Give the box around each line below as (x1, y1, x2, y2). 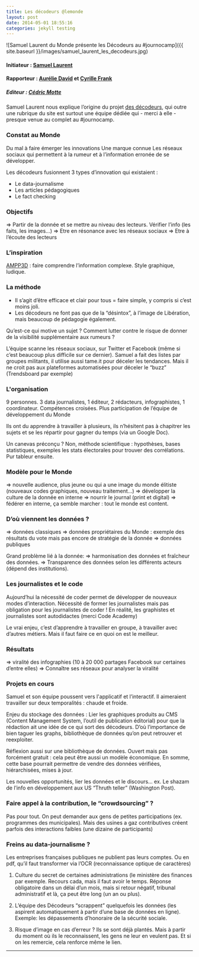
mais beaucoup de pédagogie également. (14, 315, 117, 322)
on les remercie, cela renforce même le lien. (14, 939, 123, 946)
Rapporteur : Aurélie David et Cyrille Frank (6, 75, 113, 82)
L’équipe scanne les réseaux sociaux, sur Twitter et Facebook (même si (6, 345, 181, 352)
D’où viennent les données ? (6, 515, 89, 523)
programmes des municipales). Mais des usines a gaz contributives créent (6, 819, 188, 826)
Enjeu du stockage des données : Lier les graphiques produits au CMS (6, 711, 178, 718)
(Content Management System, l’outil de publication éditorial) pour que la (6, 717, 185, 724)
